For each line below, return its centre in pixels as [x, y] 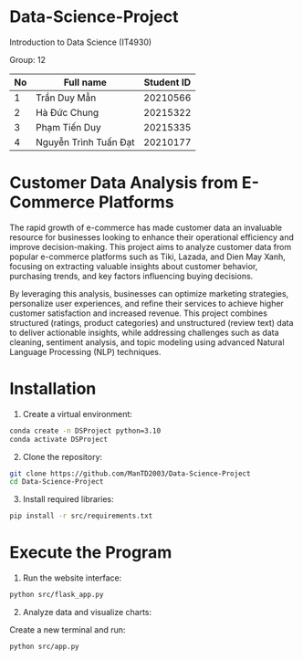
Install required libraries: [68, 499]
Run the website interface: [72, 578]
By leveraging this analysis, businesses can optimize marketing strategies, [149, 293]
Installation [53, 389]
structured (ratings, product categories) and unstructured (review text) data [151, 322]
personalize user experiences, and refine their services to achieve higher [147, 303]
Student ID [167, 82]
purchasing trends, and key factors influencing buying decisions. [131, 276]
